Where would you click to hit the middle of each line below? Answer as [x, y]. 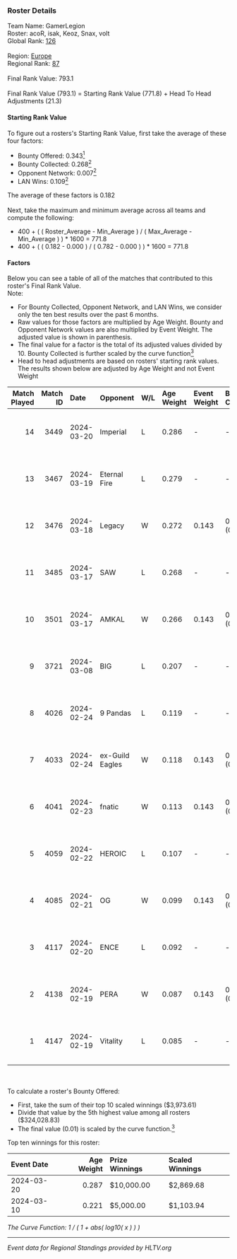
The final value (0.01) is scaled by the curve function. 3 [96, 1128]
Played [23, 402]
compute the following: [41, 218]
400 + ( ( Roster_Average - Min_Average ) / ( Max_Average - [105, 231]
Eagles [111, 764]
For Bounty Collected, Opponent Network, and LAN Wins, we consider [120, 307]
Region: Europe [30, 56]
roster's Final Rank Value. [44, 286]
